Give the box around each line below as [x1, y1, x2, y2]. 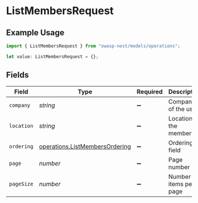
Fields [6, 70, 29, 80]
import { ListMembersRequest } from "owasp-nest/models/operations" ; [6, 43, 181, 49]
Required [136, 87, 163, 95]
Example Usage [6, 28, 65, 38]
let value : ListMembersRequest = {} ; [6, 54, 99, 59]
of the [168, 105, 185, 113]
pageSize [9, 181, 34, 187]
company [9, 102, 31, 108]
